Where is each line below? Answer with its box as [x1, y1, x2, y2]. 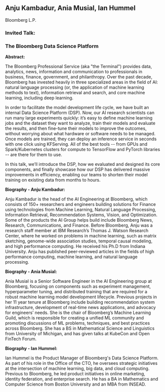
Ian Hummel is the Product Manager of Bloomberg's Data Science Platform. [5, 355, 159, 361]
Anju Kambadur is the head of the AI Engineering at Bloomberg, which [5, 196, 148, 202]
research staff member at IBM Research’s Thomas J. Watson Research [5, 228, 149, 234]
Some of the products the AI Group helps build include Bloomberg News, [5, 217, 153, 223]
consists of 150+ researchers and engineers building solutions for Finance [5, 201, 156, 207]
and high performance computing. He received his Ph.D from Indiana [5, 243, 146, 249]
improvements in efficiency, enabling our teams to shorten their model [5, 172, 148, 178]
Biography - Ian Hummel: [5, 346, 58, 352]
